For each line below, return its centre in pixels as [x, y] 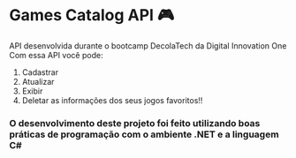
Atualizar [38, 81]
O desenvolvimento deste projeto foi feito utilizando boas [135, 123]
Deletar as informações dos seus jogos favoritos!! [112, 100]
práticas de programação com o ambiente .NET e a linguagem [144, 134]
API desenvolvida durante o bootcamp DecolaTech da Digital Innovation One [148, 45]
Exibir [32, 91]
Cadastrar [40, 72]
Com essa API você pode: [56, 55]
